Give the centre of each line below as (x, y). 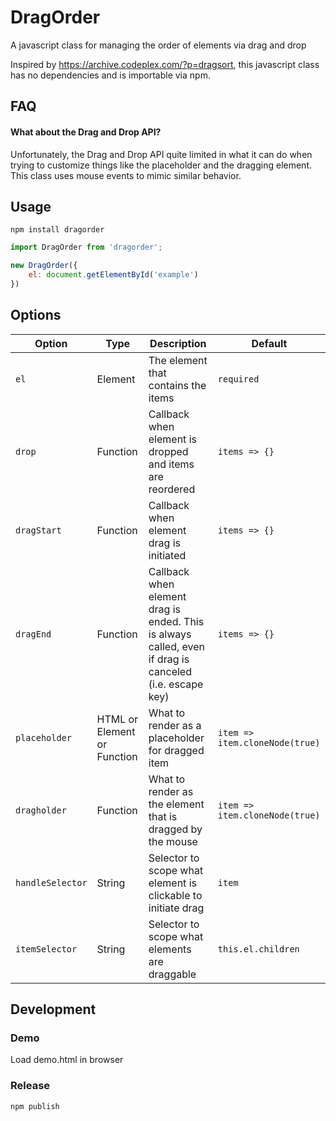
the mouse (173, 841)
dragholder (41, 810)
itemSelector (46, 949)
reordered (172, 489)
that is (163, 816)
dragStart (38, 530)
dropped (168, 451)
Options (36, 315)
